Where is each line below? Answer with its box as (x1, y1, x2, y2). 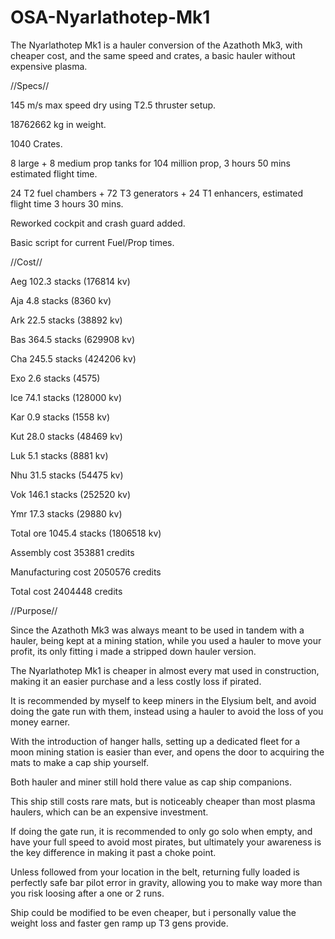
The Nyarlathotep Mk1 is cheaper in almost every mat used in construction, (10, 664, 320, 676)
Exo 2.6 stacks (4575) (10, 372, 101, 384)
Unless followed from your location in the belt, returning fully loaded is (10, 866, 300, 878)
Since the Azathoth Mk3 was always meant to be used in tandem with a (10, 624, 305, 636)
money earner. (10, 716, 71, 728)
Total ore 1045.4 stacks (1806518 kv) (10, 527, 162, 539)
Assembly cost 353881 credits (10, 546, 135, 558)
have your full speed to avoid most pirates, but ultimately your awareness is (10, 836, 322, 848)
